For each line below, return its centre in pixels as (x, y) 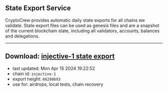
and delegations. (22, 36)
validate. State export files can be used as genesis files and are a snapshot (82, 25)
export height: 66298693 (36, 79)
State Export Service (38, 8)
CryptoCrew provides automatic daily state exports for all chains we (75, 20)
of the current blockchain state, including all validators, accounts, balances (82, 31)
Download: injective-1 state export (60, 56)
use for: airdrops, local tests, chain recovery (58, 84)
